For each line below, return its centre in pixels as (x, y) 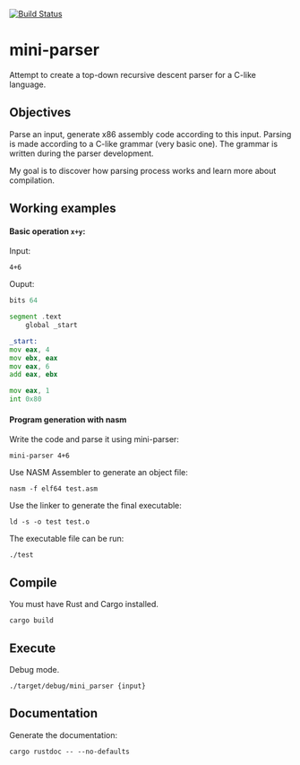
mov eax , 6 (30, 366)
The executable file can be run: (67, 539)
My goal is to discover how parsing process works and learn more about (143, 170)
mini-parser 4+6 (39, 456)
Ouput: (22, 284)
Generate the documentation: (64, 735)
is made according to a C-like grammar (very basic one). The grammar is (144, 143)
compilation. (32, 180)
